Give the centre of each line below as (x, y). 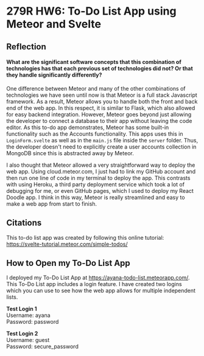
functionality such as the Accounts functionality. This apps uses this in (95, 134)
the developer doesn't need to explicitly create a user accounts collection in (101, 147)
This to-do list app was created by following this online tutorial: (85, 237)
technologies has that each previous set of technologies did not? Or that (100, 69)
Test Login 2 (22, 333)
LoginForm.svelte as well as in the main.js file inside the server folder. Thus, (102, 140)
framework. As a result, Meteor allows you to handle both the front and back (102, 101)
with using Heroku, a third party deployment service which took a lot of (95, 184)
